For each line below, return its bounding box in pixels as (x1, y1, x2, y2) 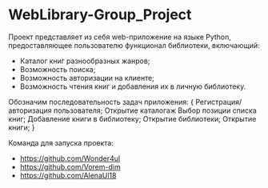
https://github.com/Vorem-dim (19, 162, 122, 171)
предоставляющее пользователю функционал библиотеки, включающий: (8, 40, 260, 50)
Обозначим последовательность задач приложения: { (8, 97, 194, 106)
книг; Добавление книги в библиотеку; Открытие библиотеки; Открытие (8, 114, 257, 123)
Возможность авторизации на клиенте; (19, 73, 154, 82)
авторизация (8, 106, 52, 115)
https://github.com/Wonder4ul (19, 154, 121, 163)
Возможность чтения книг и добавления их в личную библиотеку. (19, 82, 246, 91)
